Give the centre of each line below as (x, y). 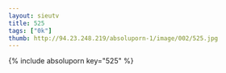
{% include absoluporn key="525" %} (71, 61)
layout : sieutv (34, 16)
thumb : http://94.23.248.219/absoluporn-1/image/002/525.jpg (113, 38)
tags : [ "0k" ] (30, 30)
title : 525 (27, 23)
